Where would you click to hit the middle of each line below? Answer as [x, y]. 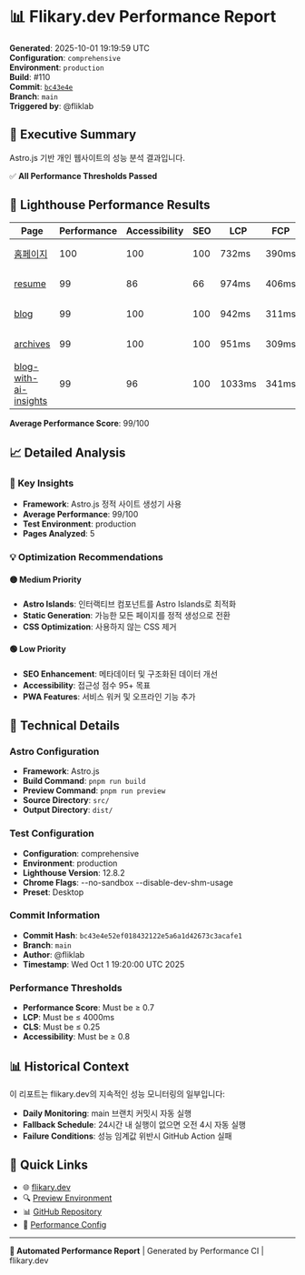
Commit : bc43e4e [41, 86]
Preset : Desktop [53, 892]
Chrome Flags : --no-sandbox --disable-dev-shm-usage [128, 882]
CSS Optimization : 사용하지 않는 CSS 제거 [99, 627]
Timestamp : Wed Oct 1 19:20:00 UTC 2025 [103, 964]
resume [30, 284]
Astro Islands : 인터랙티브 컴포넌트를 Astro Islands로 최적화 [129, 604]
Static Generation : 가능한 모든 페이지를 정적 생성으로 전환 [127, 616]
